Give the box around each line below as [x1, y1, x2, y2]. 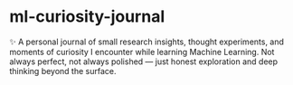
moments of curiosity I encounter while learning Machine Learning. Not [9, 46, 275, 57]
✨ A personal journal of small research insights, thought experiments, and [9, 36, 285, 47]
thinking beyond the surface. [9, 65, 117, 76]
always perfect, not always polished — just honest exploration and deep [9, 56, 279, 67]
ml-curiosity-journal [9, 6, 165, 27]
